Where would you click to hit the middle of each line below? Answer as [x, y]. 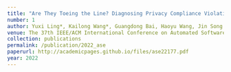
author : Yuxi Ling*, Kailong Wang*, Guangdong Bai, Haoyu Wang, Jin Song [115, 26]
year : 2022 [23, 58]
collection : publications [44, 39]
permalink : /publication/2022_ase [57, 45]
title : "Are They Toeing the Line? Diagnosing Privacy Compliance [104, 13]
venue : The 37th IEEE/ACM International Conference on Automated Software [117, 33]
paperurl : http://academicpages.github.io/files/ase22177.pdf [98, 52]
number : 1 [21, 20]
